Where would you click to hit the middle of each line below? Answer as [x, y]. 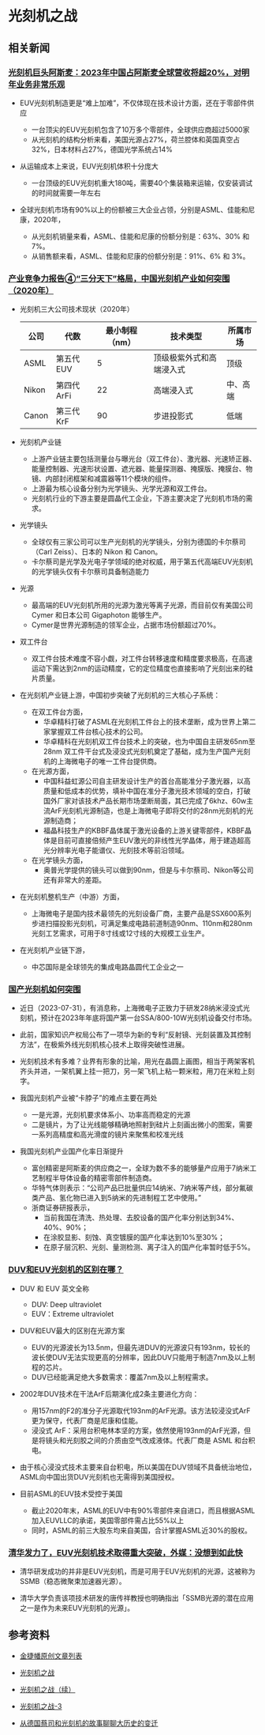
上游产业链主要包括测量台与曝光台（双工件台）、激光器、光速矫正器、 [144, 459]
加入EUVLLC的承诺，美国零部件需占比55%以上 [108, 1520]
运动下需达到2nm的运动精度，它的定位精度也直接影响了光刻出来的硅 [142, 668]
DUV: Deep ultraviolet [66, 1304]
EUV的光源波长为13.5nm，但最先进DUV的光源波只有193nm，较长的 [141, 1347]
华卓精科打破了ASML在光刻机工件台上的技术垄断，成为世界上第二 [149, 722]
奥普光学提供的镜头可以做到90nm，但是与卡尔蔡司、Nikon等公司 [148, 870]
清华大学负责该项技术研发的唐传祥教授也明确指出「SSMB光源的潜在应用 [136, 1598]
